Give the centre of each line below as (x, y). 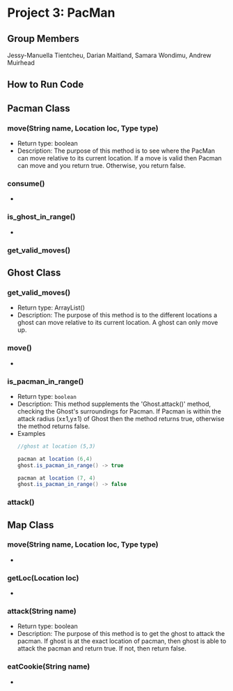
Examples (31, 433)
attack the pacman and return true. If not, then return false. (102, 648)
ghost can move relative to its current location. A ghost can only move (118, 323)
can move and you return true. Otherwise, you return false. (102, 166)
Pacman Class (39, 108)
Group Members (43, 39)
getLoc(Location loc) (43, 578)
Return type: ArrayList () (51, 307)
